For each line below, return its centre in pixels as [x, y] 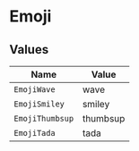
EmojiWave [35, 90]
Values [29, 50]
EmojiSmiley [39, 104]
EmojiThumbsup [44, 118]
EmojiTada [35, 133]
